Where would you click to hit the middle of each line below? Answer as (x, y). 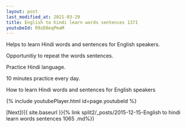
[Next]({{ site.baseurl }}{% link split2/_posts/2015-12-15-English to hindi (93, 112)
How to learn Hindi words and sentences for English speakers (81, 90)
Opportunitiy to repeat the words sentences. (60, 56)
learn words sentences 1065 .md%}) (50, 119)
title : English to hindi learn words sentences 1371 (72, 22)
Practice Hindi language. (36, 67)
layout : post (22, 11)
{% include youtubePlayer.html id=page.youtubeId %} (72, 101)
